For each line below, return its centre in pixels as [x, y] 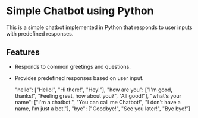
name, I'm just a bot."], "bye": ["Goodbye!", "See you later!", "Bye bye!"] [103, 109]
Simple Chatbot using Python [80, 11]
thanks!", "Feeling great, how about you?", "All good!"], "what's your [98, 95]
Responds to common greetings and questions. [73, 66]
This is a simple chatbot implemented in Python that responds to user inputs [99, 27]
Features [23, 52]
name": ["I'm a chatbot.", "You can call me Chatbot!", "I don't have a [98, 102]
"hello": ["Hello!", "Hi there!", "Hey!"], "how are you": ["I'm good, [93, 90]
